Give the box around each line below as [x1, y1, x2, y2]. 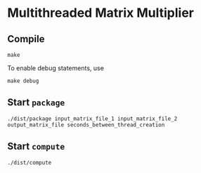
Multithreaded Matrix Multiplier [7, 5, 195, 21]
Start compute [7, 141, 65, 153]
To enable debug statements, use [7, 64, 104, 72]
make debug [7, 77, 39, 84]
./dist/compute [7, 159, 52, 166]
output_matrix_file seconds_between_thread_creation [7, 121, 165, 128]
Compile [7, 33, 45, 45]
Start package [7, 96, 65, 108]
